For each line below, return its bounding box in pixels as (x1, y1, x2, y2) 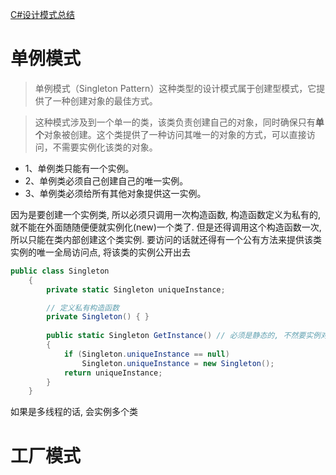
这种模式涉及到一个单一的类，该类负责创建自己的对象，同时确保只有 (34, 116, 316, 128)
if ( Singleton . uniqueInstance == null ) (63, 349, 230, 359)
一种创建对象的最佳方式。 (52, 94, 158, 107)
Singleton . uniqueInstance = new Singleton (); (81, 358, 275, 368)
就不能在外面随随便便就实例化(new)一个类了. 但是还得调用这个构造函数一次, (10, 221, 322, 233)
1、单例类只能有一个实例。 (24, 162, 135, 174)
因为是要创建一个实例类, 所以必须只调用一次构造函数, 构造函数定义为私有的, (10, 208, 321, 220)
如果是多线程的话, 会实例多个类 (10, 406, 138, 418)
